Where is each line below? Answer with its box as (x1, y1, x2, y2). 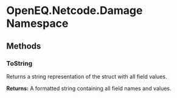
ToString (6, 59, 33, 68)
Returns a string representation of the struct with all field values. (6, 72, 167, 80)
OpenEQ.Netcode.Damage (6, 4, 143, 18)
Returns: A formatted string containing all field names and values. (6, 85, 172, 92)
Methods (6, 41, 41, 51)
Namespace (6, 16, 69, 30)
